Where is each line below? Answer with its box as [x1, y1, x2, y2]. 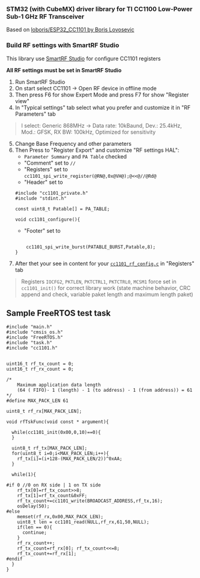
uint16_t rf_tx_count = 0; [6, 361, 74, 367]
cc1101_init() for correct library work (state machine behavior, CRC [20, 284, 191, 291]
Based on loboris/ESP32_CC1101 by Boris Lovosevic [6, 26, 134, 33]
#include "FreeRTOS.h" [6, 335, 63, 341]
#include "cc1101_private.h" [14, 190, 89, 196]
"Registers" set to [23, 165, 68, 173]
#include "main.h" [6, 324, 52, 330]
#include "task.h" [6, 340, 52, 346]
